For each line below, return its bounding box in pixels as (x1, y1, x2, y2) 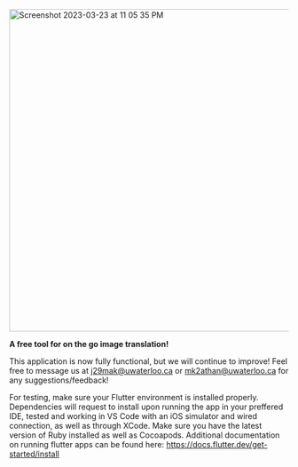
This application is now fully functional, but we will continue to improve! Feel (9, 356, 288, 367)
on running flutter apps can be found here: (9, 439, 165, 449)
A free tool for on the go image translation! (9, 339, 169, 349)
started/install (9, 448, 59, 459)
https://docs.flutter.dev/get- (166, 439, 268, 449)
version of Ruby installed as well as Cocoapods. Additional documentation (9, 430, 280, 440)
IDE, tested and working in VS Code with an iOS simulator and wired (9, 411, 258, 421)
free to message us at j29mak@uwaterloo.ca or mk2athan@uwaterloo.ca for (9, 366, 289, 376)
